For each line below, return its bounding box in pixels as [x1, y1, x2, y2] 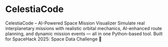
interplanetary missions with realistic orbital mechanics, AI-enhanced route [5, 25, 162, 31]
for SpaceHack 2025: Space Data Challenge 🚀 [5, 36, 102, 42]
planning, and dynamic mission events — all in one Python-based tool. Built [5, 30, 163, 36]
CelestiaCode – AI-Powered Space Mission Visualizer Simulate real [5, 20, 145, 26]
